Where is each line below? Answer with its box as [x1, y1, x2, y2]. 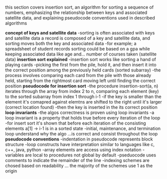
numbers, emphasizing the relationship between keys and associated [5, 9, 148, 15]
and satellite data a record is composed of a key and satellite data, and [5, 35, 151, 41]
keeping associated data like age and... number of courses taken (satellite [5, 51, 157, 57]
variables [5, 152, 24, 158]
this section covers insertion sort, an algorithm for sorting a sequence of [5, 4, 154, 10]
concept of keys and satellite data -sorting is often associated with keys [5, 30, 155, 35]
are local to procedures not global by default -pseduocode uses [24, 152, 156, 158]
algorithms [5, 20, 27, 26]
